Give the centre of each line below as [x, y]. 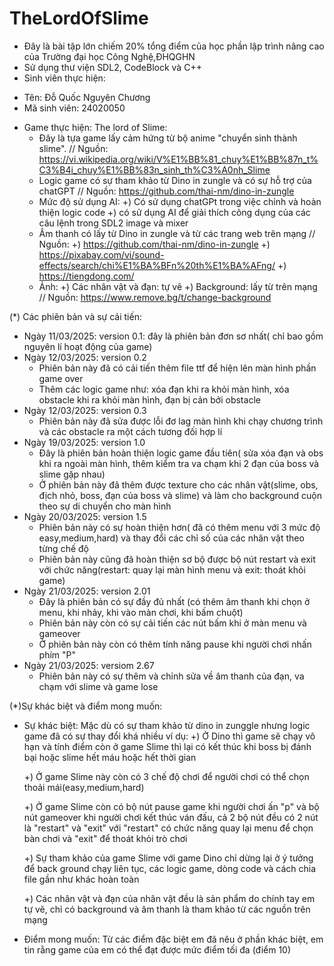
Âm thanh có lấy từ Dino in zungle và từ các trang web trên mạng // [177, 233]
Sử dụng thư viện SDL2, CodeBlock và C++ [112, 67]
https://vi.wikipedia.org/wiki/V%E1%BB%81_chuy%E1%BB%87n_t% [178, 159]
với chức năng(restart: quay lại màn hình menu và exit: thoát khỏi [172, 569]
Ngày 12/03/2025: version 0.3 [85, 410]
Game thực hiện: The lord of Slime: [95, 127]
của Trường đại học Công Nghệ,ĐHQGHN [109, 56]
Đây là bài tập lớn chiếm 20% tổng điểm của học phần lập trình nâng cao [174, 46]
